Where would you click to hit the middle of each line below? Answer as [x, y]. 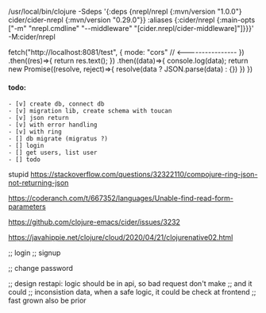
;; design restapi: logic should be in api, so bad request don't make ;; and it [130, 284]
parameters [27, 207]
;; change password [41, 269]
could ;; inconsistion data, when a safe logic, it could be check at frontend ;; [132, 292]
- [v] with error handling [53, 125]
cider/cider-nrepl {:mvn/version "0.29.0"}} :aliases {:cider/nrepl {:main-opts [132, 20]
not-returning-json [39, 183]
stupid [19, 175]
